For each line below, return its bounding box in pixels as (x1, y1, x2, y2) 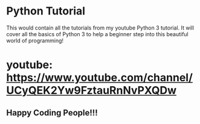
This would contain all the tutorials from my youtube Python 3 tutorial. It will (6, 24, 195, 31)
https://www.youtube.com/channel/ (6, 71, 193, 85)
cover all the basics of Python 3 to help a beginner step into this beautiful (6, 30, 189, 37)
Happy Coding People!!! (6, 107, 98, 118)
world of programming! (6, 37, 64, 44)
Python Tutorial (6, 4, 86, 18)
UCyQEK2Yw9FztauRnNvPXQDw (6, 84, 177, 98)
